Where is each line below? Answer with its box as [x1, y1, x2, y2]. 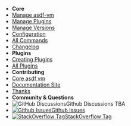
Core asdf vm [11, 75, 46, 82]
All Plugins [11, 62, 38, 69]
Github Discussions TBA [65, 100, 126, 107]
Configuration [11, 30, 46, 38]
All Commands [11, 37, 48, 44]
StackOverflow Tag [64, 113, 112, 120]
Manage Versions [11, 24, 55, 31]
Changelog [11, 43, 39, 50]
